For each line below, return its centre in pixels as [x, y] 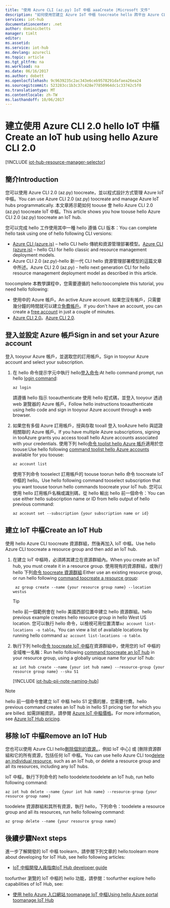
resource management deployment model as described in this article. [85, 273]
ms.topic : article [25, 57]
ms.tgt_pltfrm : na [25, 62]
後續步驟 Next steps [36, 838]
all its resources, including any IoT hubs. [47, 766]
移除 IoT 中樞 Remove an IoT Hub [56, 736]
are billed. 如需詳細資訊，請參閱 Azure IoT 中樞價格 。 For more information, [83, 713]
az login [22, 388]
